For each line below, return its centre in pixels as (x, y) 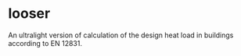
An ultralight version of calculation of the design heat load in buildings (121, 35)
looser (29, 14)
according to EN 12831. (45, 43)
